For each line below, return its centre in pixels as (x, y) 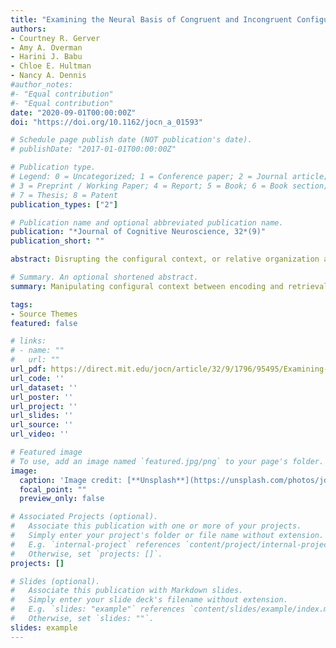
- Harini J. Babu (46, 57)
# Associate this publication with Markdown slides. (127, 591)
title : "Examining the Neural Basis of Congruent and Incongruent (151, 19)
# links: (28, 341)
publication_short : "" (57, 241)
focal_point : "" (53, 489)
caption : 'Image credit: (71, 480)
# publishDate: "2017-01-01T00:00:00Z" (93, 149)
